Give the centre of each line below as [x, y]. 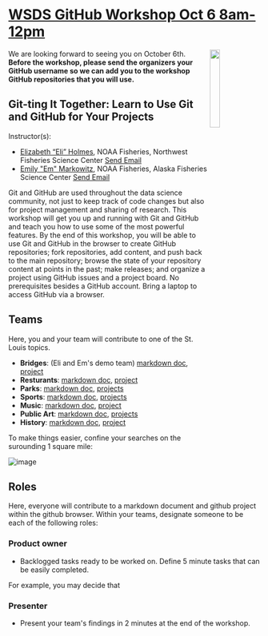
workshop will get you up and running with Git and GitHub [104, 218]
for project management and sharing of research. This [98, 209]
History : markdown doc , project [73, 422]
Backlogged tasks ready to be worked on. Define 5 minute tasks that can [140, 561]
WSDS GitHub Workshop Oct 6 [112, 15]
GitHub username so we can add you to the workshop [99, 70]
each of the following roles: [53, 523]
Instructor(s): [30, 136]
